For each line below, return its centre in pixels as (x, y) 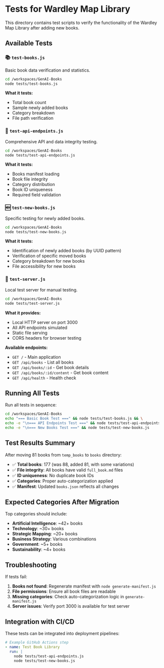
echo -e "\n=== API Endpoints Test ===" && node (55, 423)
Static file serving (30, 333)
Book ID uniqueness (32, 189)
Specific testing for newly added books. (45, 218)
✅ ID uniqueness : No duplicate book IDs (53, 475)
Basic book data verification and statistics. (48, 70)
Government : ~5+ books (37, 544)
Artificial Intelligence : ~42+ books (47, 523)
